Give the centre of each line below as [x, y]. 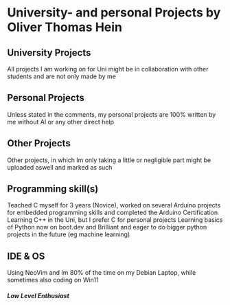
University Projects [49, 53]
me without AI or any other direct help [61, 122]
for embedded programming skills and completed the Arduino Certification [113, 213]
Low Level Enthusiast [38, 295]
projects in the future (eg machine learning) [69, 234]
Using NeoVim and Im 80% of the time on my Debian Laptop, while [102, 273]
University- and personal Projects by [114, 13]
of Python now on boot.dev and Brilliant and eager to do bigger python [107, 227]
